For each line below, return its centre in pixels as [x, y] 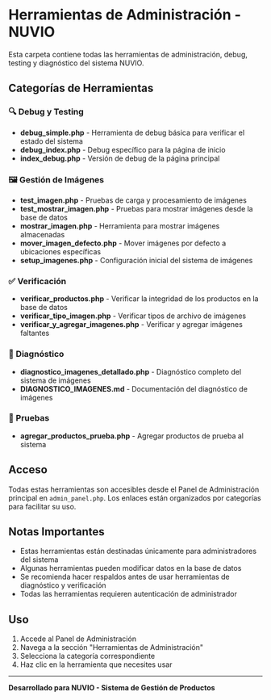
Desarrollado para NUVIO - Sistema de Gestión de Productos [112, 688]
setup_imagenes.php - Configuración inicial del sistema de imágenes [136, 260]
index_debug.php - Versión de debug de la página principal [120, 158]
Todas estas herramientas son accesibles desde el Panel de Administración [134, 489]
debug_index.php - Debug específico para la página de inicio [123, 149]
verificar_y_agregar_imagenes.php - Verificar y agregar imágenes [131, 325]
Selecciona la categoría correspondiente [88, 656]
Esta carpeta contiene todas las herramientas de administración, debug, [128, 54]
